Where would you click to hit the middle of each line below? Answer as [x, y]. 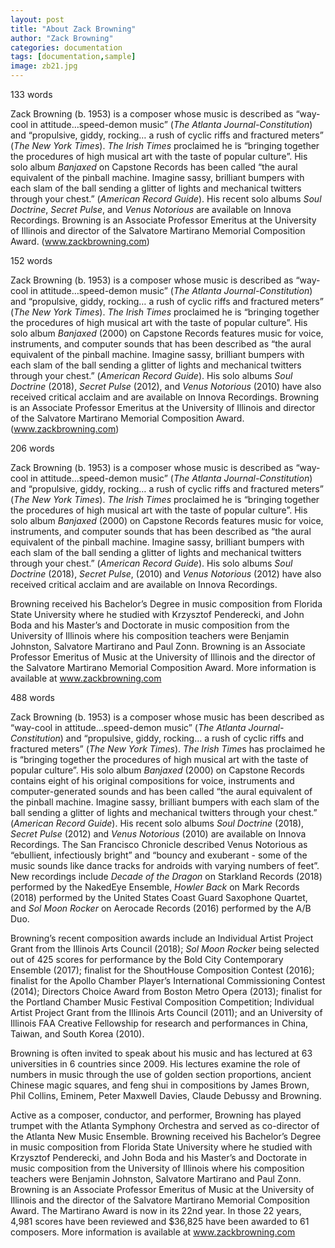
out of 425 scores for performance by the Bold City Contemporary [147, 959]
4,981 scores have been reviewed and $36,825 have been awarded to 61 [160, 1221]
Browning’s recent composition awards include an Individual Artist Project [162, 938]
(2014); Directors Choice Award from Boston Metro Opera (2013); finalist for [166, 991]
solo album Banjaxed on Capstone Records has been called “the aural [154, 167]
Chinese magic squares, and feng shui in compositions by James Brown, [160, 1085]
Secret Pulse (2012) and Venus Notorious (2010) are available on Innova [158, 834]
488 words [32, 697]
